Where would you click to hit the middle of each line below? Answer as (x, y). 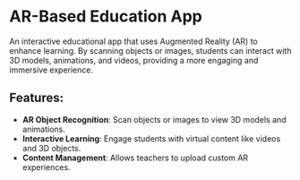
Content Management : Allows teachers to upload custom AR (135, 158)
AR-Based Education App (106, 17)
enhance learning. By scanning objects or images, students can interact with (150, 50)
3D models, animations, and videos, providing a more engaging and (134, 60)
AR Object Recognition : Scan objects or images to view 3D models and (154, 119)
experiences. (46, 167)
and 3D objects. (51, 148)
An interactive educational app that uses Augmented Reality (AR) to (133, 41)
